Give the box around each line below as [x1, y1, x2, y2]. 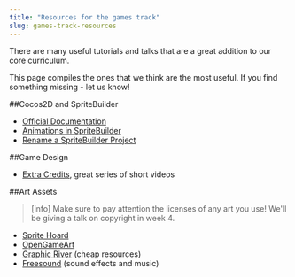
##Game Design [9, 151, 69, 162]
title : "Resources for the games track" [9, 12, 161, 22]
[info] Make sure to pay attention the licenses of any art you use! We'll [30, 203, 287, 213]
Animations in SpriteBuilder [21, 125, 121, 135]
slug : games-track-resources [9, 21, 117, 30]
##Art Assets [9, 186, 58, 196]
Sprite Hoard [21, 229, 69, 240]
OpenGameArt [21, 239, 75, 250]
